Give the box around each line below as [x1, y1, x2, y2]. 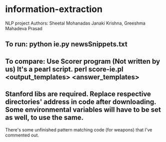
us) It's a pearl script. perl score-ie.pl [5, 65, 123, 73]
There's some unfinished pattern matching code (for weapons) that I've [5, 126, 152, 132]
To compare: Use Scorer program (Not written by [5, 57, 160, 66]
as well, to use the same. [5, 113, 84, 122]
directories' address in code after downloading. [5, 98, 156, 106]
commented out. [5, 132, 39, 138]
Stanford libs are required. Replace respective [5, 90, 151, 98]
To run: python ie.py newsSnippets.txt [5, 40, 127, 49]
